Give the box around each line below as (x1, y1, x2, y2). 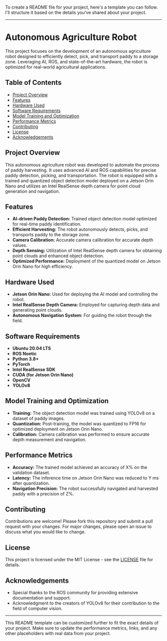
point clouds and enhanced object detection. (12, 253, 104, 259)
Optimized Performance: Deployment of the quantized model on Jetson (12, 258, 161, 264)
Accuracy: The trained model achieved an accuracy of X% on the (12, 464, 148, 470)
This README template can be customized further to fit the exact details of (5, 620, 159, 626)
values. (12, 242, 27, 248)
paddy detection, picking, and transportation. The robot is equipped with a (5, 172, 158, 178)
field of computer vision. (12, 606, 63, 612)
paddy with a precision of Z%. (12, 490, 75, 496)
